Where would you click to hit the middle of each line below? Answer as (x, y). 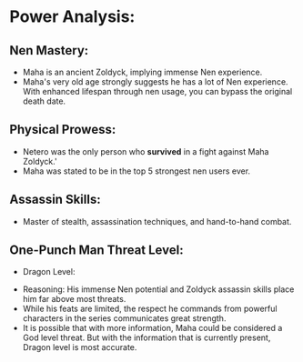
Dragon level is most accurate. (80, 347)
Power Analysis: (72, 17)
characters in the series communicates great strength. (124, 318)
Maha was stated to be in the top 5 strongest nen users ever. (136, 171)
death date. (44, 101)
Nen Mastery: (49, 50)
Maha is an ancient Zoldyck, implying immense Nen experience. (142, 72)
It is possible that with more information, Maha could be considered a (152, 328)
